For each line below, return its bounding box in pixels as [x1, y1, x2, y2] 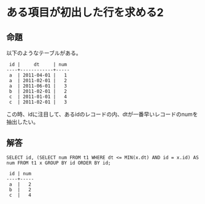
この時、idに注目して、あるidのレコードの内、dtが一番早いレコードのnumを [6, 111, 198, 118]
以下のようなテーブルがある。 [6, 50, 82, 56]
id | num [9, 170, 32, 176]
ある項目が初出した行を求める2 [6, 6, 164, 20]
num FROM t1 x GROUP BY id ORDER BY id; [6, 160, 112, 166]
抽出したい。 [6, 118, 39, 126]
